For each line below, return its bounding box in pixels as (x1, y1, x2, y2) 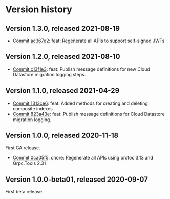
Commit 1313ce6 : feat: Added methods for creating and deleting (12, 100, 148, 106)
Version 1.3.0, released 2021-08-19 (5, 24, 120, 33)
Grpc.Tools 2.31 (12, 160, 46, 166)
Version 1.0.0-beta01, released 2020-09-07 (5, 175, 148, 184)
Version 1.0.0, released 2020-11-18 (5, 131, 119, 140)
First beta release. (5, 189, 44, 195)
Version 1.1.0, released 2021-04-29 (5, 86, 120, 95)
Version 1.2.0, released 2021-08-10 (5, 52, 120, 61)
